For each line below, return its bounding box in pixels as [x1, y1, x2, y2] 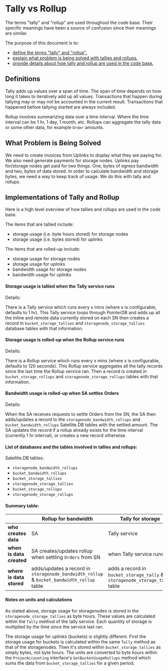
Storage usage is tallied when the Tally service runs [5, 283, 115, 289]
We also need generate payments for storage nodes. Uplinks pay [5, 157, 139, 163]
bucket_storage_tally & [108, 571, 164, 578]
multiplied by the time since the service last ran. [5, 623, 104, 629]
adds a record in [108, 565, 146, 572]
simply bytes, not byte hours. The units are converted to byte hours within [5, 649, 157, 655]
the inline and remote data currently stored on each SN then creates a [5, 315, 149, 321]
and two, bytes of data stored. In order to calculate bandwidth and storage [5, 168, 158, 174]
